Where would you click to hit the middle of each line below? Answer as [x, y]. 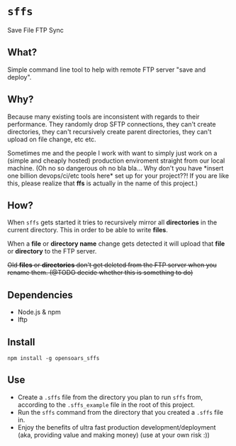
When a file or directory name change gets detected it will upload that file [116, 244]
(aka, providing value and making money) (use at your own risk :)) [114, 435]
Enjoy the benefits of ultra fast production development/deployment [117, 427]
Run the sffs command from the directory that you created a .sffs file [120, 412]
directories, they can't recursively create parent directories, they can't [109, 131]
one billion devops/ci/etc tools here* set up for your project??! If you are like [118, 175]
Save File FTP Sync [35, 30]
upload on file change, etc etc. [52, 139]
